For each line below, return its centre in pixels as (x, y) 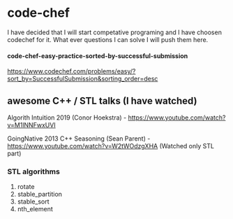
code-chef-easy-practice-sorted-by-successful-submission (98, 56)
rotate (26, 187)
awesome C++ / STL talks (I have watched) (102, 100)
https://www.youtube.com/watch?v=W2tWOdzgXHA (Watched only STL (111, 146)
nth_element (35, 209)
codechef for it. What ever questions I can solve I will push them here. (108, 39)
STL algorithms (34, 171)
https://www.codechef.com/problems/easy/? (72, 71)
